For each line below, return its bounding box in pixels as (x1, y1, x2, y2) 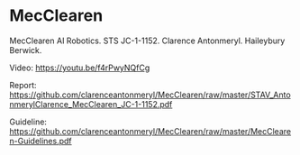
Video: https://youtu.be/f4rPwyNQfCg (9, 62, 150, 73)
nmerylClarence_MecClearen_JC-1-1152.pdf (9, 98, 173, 109)
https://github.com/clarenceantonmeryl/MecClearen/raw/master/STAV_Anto (9, 89, 291, 100)
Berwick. (9, 44, 42, 55)
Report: (9, 79, 38, 90)
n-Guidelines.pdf (9, 135, 72, 146)
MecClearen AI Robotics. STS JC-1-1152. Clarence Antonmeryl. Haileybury (9, 35, 286, 46)
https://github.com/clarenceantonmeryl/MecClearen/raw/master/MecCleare (9, 125, 291, 136)
